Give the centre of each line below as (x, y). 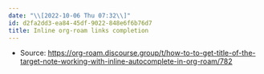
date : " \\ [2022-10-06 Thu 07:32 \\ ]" (69, 16)
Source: (33, 53)
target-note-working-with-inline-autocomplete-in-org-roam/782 (126, 61)
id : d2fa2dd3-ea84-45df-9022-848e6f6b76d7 (80, 23)
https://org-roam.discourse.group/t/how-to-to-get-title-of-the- (152, 53)
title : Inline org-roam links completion (79, 30)
